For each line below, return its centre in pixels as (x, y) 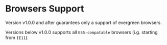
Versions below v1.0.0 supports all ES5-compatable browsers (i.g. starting (81, 32)
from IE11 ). (17, 37)
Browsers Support (45, 9)
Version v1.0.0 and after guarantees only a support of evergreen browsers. (83, 22)
